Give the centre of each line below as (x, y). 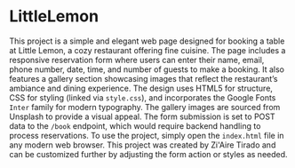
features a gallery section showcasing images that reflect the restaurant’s (144, 78)
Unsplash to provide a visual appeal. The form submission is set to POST (142, 116)
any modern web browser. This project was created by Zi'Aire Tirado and (143, 145)
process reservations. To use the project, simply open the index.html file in (147, 135)
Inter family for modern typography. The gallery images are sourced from (145, 107)
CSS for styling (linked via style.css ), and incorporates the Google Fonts (143, 97)
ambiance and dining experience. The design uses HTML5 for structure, (141, 88)
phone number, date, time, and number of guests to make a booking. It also (147, 69)
